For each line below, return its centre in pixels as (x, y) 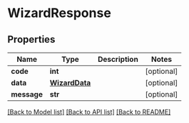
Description (118, 59)
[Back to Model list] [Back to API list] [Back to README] (89, 112)
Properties (31, 39)
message (27, 94)
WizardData (70, 83)
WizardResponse (60, 13)
